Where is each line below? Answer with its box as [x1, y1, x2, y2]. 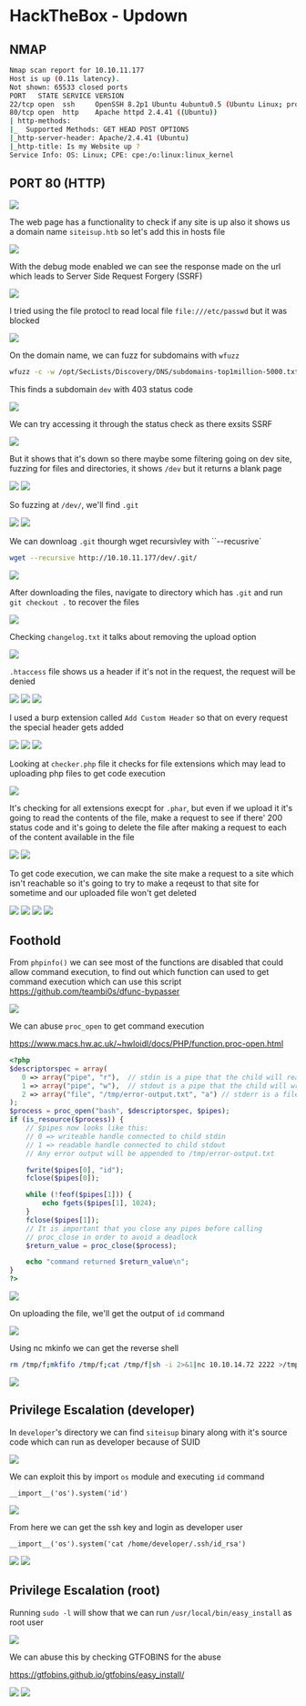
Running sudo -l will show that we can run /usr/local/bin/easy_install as [9, 1607, 292, 1618]
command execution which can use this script [9, 976, 182, 987]
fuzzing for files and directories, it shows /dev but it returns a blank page [9, 463, 282, 474]
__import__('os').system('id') [9, 1488, 128, 1498]
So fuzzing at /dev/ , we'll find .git [9, 500, 139, 511]
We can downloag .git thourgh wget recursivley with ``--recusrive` [9, 536, 262, 547]
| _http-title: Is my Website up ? [9, 142, 141, 151]
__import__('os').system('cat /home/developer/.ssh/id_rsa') [9, 1539, 247, 1549]
